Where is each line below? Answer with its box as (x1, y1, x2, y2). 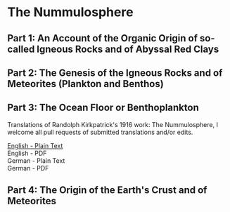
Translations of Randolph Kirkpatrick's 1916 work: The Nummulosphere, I (7, 120, 218, 128)
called (7, 43, 35, 55)
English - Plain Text (7, 141, 63, 150)
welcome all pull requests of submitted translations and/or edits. (7, 128, 193, 136)
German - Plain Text (7, 156, 65, 165)
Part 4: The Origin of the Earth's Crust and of (7, 184, 207, 197)
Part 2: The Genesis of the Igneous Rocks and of (7, 67, 223, 79)
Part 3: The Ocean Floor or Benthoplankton (7, 102, 199, 114)
